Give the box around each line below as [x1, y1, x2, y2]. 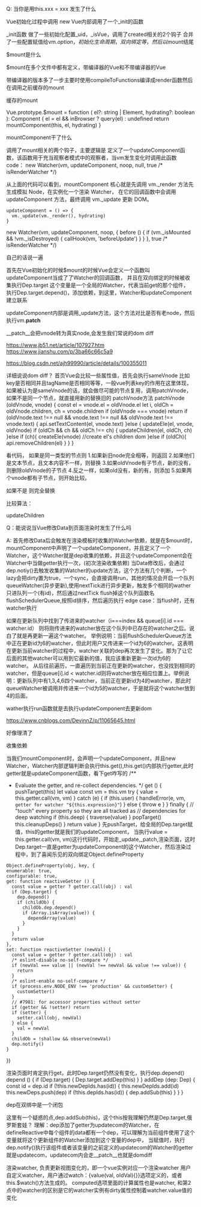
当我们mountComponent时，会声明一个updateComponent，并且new [6, 755, 176, 762]
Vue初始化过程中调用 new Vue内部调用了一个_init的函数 [6, 18, 144, 25]
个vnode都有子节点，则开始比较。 [6, 475, 91, 481]
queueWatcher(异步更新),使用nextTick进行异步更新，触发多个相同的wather [6, 582, 191, 589]
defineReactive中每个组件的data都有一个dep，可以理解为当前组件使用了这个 [6, 1129, 195, 1136]
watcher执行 [6, 605, 37, 611]
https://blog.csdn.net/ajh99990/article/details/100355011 [6, 359, 147, 367]
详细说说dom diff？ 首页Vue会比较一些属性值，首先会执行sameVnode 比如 [6, 372, 190, 379]
